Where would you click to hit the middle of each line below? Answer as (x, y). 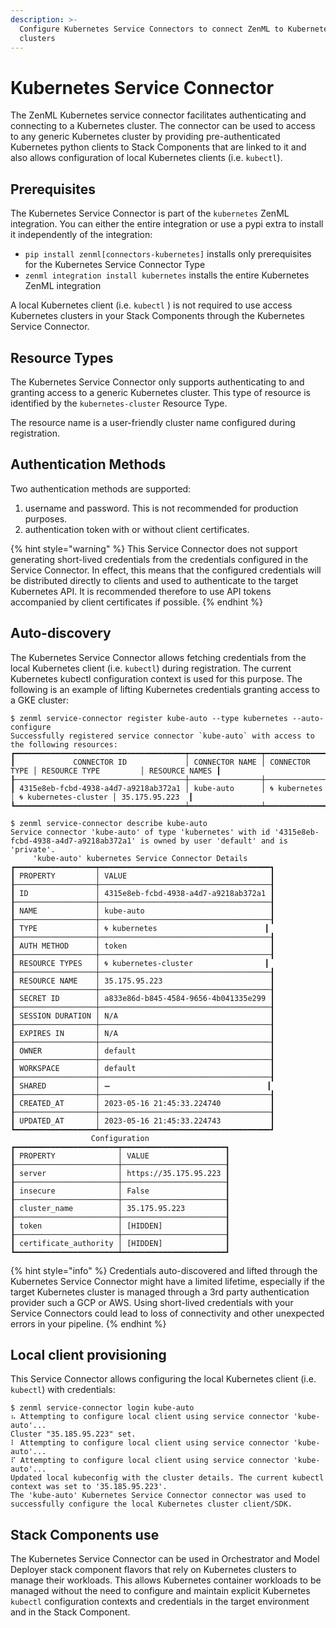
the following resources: (64, 744)
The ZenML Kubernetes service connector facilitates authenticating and (158, 115)
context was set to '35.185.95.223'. (89, 1487)
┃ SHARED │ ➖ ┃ (141, 1086)
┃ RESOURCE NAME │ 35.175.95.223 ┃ (142, 981)
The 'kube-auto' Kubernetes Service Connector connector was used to (158, 1496)
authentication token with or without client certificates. (137, 529)
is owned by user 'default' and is (213, 841)
